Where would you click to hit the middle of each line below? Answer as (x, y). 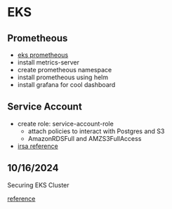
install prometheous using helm (63, 77)
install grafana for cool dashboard (66, 85)
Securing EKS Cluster (38, 185)
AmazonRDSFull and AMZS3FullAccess (85, 138)
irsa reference (38, 146)
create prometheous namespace (65, 70)
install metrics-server (48, 62)
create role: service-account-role (65, 123)
